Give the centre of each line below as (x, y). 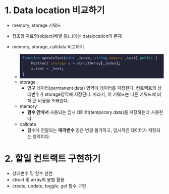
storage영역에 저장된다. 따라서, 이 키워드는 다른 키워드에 (100, 94)
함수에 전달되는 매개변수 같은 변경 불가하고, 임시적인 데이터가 (87, 130)
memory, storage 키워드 (37, 25)
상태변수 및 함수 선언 (32, 173)
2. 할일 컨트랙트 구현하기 (53, 158)
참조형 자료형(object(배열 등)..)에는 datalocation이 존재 (67, 36)
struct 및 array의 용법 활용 (38, 180)
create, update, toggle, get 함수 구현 (49, 186)
